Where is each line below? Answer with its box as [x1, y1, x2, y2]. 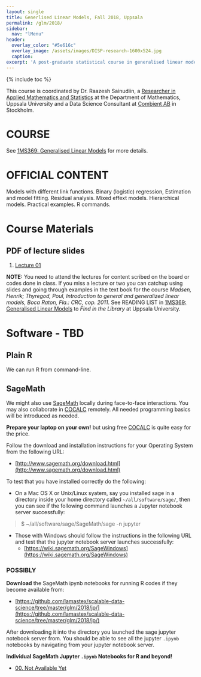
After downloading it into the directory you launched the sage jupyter [6, 628, 176, 636]
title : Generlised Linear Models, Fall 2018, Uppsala [6, 14, 144, 20]
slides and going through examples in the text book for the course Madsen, [6, 286, 192, 293]
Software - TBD [6, 326, 84, 340]
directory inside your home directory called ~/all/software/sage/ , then [14, 496, 190, 503]
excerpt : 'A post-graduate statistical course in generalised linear [6, 59, 184, 65]
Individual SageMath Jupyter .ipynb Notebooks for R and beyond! [6, 653, 173, 660]
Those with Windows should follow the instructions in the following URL [14, 532, 192, 539]
